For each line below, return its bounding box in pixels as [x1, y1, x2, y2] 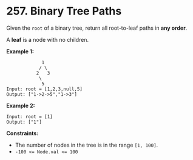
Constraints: [6, 129, 39, 137]
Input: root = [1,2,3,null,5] [6, 86, 83, 92]
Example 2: [6, 102, 35, 109]
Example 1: [6, 47, 35, 55]
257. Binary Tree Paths [6, 4, 122, 18]
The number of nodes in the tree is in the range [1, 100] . [15, 141, 158, 148]
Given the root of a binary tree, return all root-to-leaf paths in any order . [6, 24, 188, 32]
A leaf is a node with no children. [6, 36, 89, 43]
